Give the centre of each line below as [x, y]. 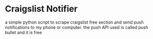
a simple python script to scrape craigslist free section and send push [74, 22]
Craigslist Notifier [42, 9]
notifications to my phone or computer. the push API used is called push [77, 27]
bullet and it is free [24, 32]
